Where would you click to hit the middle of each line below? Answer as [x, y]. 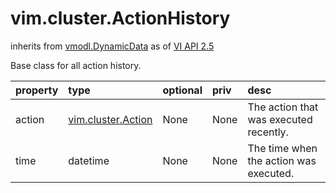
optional [182, 90]
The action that [283, 107]
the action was [282, 160]
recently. [268, 132]
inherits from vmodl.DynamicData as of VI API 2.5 [112, 46]
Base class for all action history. [76, 65]
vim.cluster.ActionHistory [120, 18]
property [37, 90]
